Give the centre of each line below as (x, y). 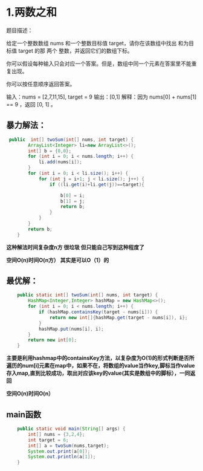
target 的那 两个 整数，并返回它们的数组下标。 (75, 50)
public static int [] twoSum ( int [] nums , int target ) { (88, 295)
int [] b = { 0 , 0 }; (50, 151)
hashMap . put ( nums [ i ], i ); (71, 329)
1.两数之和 (32, 12)
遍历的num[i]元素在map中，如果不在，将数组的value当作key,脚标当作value (101, 366)
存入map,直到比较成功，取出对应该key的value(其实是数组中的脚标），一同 (98, 373)
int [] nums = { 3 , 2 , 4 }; (56, 434)
